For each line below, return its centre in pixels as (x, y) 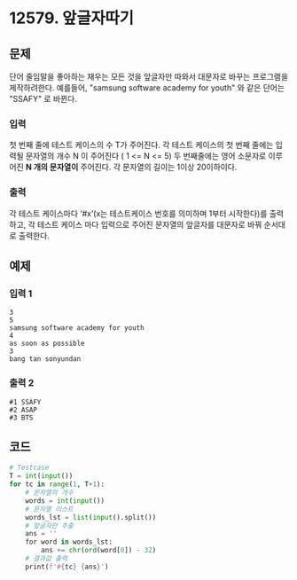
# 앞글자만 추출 (49, 525)
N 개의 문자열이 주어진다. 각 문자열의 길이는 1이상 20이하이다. (131, 167)
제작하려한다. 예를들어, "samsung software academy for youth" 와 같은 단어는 (147, 88)
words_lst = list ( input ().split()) (91, 517)
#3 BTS (21, 418)
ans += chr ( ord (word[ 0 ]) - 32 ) (99, 551)
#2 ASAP (23, 410)
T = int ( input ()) (41, 476)
